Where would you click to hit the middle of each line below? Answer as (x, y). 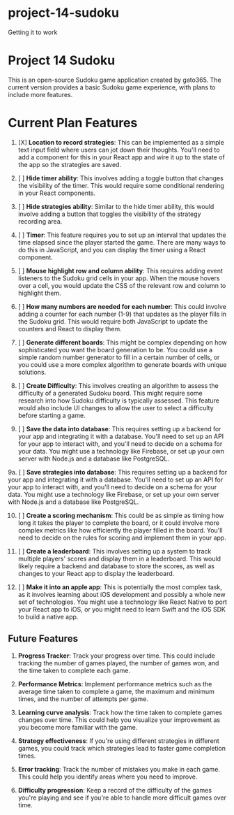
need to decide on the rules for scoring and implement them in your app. (122, 538)
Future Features (43, 639)
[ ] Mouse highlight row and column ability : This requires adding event (120, 271)
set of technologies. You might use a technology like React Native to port (123, 602)
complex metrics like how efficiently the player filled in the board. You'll (120, 530)
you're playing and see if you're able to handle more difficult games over (122, 798)
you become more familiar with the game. (78, 727)
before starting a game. (52, 415)
